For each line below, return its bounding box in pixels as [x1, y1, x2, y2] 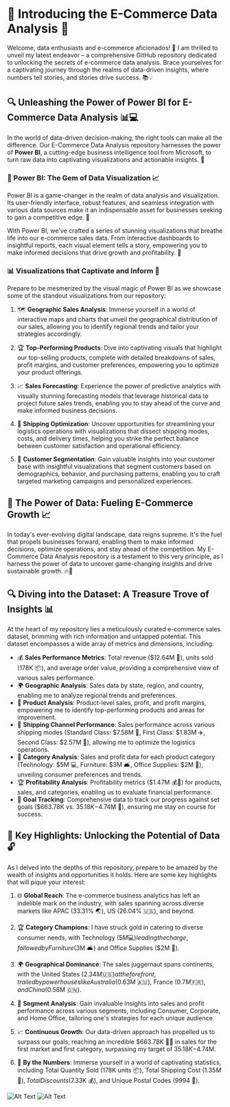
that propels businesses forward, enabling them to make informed [7, 538, 194, 546]
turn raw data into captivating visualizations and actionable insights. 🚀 [7, 155, 205, 164]
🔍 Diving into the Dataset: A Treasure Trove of [7, 588, 209, 600]
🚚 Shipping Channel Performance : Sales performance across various [16, 720, 215, 728]
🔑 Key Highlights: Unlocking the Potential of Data [7, 830, 220, 842]
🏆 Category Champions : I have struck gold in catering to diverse [16, 922, 204, 931]
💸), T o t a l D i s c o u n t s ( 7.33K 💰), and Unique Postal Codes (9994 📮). [16, 1076, 200, 1084]
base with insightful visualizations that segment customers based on [16, 463, 211, 471]
